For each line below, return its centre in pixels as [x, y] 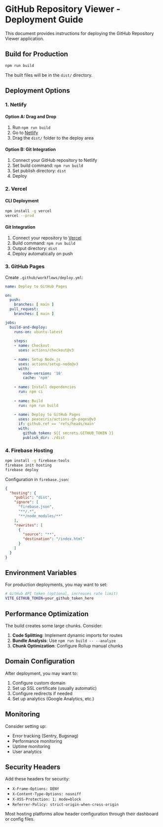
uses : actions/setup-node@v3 [48, 364]
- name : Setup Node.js [37, 359]
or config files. [20, 819]
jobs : [11, 323]
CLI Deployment [22, 200]
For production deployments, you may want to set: [56, 584]
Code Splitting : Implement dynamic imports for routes [67, 635]
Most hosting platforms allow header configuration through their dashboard [82, 814]
